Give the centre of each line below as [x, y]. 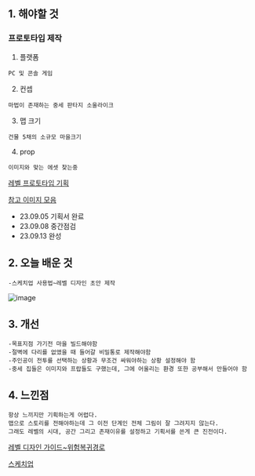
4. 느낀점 [29, 395]
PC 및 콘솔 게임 [31, 73]
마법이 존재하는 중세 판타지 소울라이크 [61, 105]
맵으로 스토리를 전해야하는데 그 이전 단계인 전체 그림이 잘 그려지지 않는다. [113, 423]
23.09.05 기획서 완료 [52, 216]
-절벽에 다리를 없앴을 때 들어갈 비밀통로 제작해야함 [80, 352]
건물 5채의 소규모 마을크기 [45, 137]
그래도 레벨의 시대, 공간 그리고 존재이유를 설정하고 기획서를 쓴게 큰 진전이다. [118, 432]
